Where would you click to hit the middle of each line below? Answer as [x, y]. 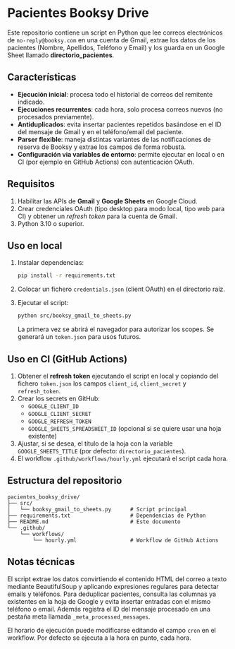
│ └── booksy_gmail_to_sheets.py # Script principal [97, 509]
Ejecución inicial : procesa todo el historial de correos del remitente [115, 94]
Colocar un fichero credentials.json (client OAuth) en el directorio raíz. [121, 289]
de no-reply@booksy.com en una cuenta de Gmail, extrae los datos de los [112, 40]
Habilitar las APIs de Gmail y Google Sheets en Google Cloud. [108, 201]
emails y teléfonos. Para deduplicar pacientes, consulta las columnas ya [112, 594]
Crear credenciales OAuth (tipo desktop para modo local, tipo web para [121, 208]
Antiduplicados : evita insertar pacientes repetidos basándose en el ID [119, 124]
